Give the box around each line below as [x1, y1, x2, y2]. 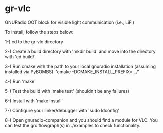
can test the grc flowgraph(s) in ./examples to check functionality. [5, 122, 141, 128]
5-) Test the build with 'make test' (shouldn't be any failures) [5, 88, 130, 94]
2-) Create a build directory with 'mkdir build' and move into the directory [5, 48, 156, 54]
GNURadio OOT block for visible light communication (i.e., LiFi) [5, 19, 135, 25]
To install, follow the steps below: [5, 29, 74, 35]
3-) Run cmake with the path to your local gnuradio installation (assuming [5, 63, 156, 69]
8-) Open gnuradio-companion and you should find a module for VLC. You [5, 117, 158, 123]
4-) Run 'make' [5, 78, 36, 84]
